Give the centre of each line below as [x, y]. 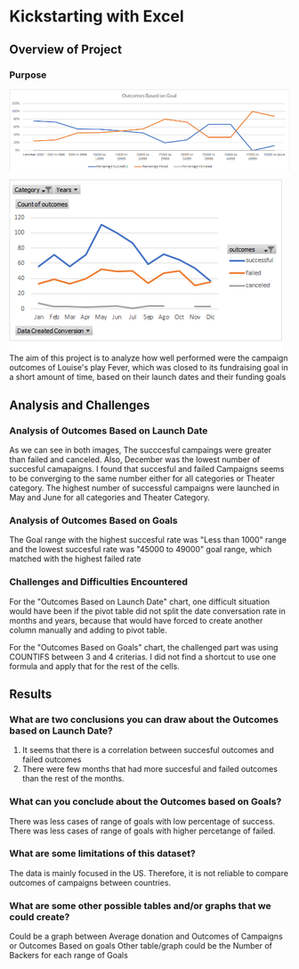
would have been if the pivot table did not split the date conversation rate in [148, 611]
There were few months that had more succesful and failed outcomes [150, 769]
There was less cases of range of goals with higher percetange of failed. [142, 831]
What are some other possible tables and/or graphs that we [140, 906]
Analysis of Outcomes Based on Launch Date [109, 430]
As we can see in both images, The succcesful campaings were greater [141, 450]
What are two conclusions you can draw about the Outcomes [144, 719]
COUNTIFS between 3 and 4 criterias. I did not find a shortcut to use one [143, 657]
